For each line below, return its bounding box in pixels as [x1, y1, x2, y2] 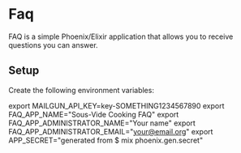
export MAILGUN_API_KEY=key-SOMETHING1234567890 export [8, 100, 225, 110]
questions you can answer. [8, 40, 99, 49]
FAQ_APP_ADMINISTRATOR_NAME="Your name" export [8, 118, 196, 128]
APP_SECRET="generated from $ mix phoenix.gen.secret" [8, 135, 204, 145]
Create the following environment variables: [8, 85, 154, 95]
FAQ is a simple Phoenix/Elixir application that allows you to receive [8, 32, 234, 41]
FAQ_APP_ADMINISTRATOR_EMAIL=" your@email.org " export [8, 126, 213, 136]
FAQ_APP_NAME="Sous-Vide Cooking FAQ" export [8, 109, 179, 119]
